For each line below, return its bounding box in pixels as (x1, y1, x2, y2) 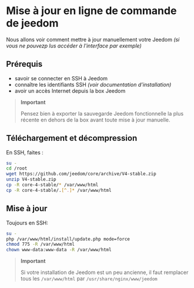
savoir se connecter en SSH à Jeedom (14, 74, 108, 82)
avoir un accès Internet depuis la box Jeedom (14, 87, 126, 94)
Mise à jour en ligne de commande (6, 4, 177, 18)
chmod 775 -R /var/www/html (6, 242, 75, 248)
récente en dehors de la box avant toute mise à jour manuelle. (20, 116, 170, 123)
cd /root (6, 165, 28, 171)
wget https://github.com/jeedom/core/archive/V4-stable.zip (6, 171, 157, 177)
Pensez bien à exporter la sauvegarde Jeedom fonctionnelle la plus (20, 110, 184, 117)
